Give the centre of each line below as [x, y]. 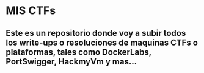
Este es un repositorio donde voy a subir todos [96, 33]
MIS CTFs [31, 11]
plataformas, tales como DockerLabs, [79, 52]
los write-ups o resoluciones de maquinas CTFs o [102, 42]
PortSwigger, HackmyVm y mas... [71, 61]
